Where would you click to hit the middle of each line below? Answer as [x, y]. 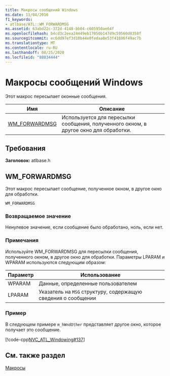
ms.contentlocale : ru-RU [31, 48]
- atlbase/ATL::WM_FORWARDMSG [37, 24]
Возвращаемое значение [38, 216]
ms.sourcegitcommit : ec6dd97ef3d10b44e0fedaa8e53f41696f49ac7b [73, 39]
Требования [25, 148]
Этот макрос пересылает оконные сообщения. [56, 97]
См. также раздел [35, 355]
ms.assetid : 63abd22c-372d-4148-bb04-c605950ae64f [60, 29]
